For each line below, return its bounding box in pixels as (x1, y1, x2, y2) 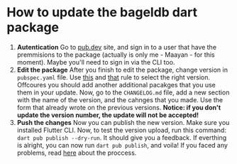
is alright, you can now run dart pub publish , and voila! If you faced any (16, 141, 228, 149)
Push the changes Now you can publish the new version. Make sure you (16, 118, 230, 126)
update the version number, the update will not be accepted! (16, 111, 199, 119)
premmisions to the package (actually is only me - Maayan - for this (16, 50, 215, 59)
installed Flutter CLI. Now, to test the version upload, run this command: (16, 126, 226, 134)
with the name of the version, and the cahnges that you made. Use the (16, 95, 224, 104)
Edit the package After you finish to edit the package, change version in (16, 65, 228, 74)
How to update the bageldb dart (6, 4, 198, 21)
